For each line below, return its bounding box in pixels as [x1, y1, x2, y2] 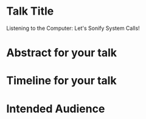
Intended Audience [6, 102, 105, 115]
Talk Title [6, 4, 54, 18]
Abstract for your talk [6, 46, 117, 60]
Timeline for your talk [6, 74, 117, 88]
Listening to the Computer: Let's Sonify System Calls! [6, 24, 140, 32]
